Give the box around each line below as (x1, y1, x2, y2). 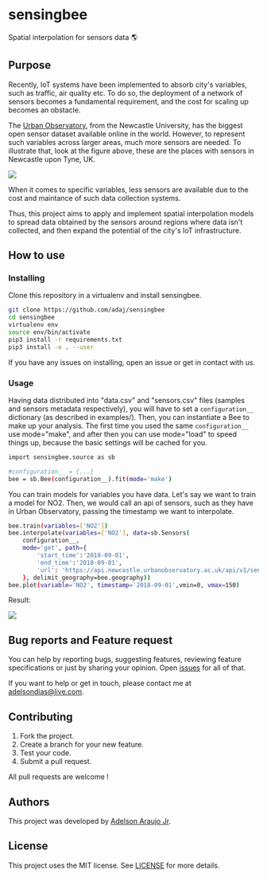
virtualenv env (8, 321, 59, 329)
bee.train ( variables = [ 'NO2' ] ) (8, 522, 109, 530)
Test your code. (19, 748, 72, 758)
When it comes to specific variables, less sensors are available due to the (8, 185, 249, 194)
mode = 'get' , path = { (22, 544, 87, 552)
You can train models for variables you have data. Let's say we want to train (8, 489, 257, 499)
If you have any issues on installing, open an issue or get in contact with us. (8, 357, 256, 367)
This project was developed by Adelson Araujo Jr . (8, 816, 172, 825)
